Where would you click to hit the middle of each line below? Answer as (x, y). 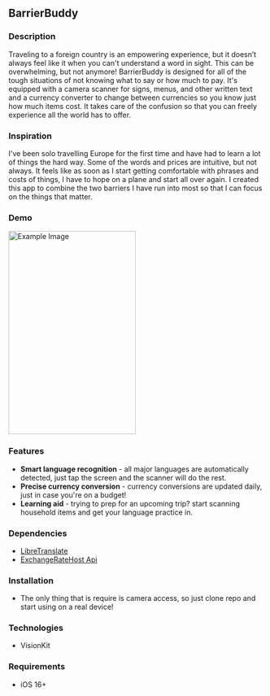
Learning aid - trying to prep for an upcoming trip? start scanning (130, 503)
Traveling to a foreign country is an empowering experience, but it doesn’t (133, 54)
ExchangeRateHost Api (59, 559)
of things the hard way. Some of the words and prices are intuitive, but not (133, 162)
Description (32, 37)
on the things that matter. (50, 196)
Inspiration (30, 136)
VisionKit (35, 646)
